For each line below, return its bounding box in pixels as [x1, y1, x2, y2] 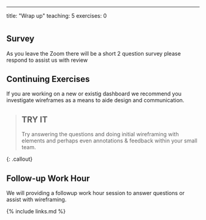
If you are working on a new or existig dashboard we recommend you [6, 90, 182, 98]
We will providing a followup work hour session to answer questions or [6, 189, 185, 197]
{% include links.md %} [6, 208, 66, 215]
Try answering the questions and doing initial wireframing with [21, 131, 179, 138]
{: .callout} [6, 155, 32, 163]
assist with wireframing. [6, 196, 67, 204]
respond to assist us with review [6, 56, 88, 64]
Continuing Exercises [6, 74, 90, 84]
